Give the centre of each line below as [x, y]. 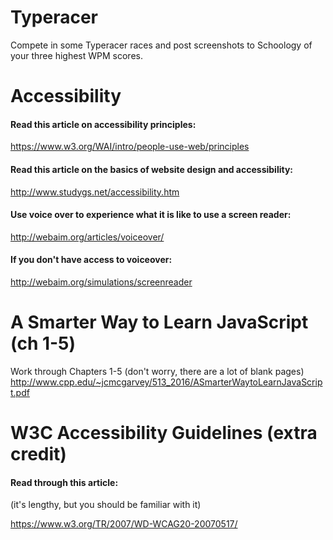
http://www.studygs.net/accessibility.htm [95, 192]
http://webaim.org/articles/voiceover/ [87, 237]
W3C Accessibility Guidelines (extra [164, 433]
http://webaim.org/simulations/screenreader [101, 282]
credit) [38, 454]
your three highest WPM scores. [76, 55]
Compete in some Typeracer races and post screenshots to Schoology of [161, 45]
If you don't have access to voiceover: [91, 260]
